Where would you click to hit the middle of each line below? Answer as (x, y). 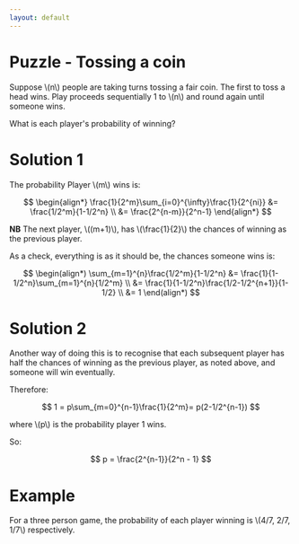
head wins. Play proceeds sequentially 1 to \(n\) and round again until (137, 96)
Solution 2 (48, 328)
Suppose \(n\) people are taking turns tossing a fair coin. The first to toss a (147, 87)
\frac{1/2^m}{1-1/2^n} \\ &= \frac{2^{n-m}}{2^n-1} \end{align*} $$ (151, 211)
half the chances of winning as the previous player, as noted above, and (142, 363)
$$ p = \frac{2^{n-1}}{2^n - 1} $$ (151, 460)
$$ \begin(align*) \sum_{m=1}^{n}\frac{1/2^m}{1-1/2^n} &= (131, 273)
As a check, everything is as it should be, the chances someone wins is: (142, 256)
